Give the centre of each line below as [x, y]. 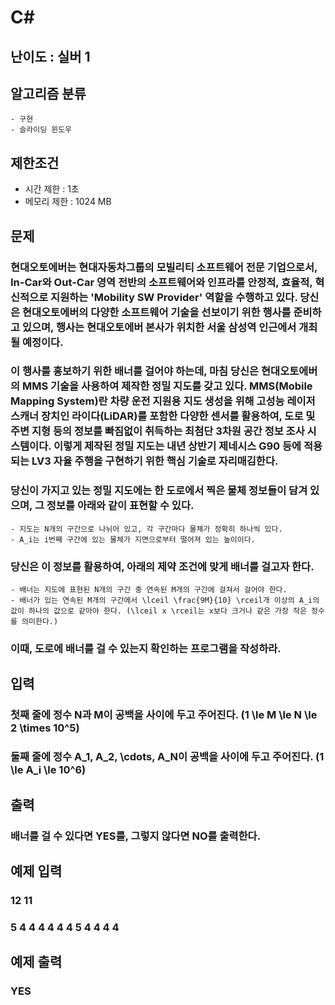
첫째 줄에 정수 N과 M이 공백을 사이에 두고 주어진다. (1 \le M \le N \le [164, 715]
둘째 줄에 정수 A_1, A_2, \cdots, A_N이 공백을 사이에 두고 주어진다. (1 [167, 757]
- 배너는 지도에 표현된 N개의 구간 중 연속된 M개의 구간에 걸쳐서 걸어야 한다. [149, 590]
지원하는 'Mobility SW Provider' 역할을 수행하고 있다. [174, 297]
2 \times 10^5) [45, 728]
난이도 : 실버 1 [50, 56]
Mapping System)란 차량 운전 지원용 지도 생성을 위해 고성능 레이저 [163, 401]
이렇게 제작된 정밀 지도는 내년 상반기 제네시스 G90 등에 [177, 446]
